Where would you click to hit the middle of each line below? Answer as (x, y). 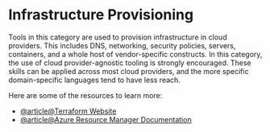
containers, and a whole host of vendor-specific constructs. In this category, (135, 54)
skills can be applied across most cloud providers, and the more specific (129, 71)
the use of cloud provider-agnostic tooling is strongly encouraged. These (130, 63)
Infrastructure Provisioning (101, 15)
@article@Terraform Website (68, 111)
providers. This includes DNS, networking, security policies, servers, (122, 45)
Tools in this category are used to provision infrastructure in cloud (118, 37)
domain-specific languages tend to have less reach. (95, 80)
